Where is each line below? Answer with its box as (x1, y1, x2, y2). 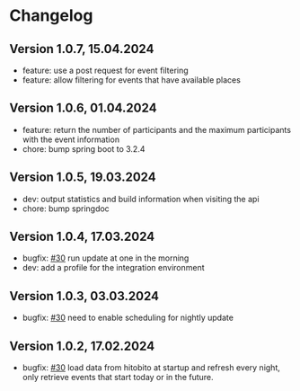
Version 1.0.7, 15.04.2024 (9, 41, 154, 57)
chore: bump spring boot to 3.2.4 (22, 143, 146, 154)
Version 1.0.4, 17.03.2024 (9, 229, 155, 244)
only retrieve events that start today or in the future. (22, 372, 214, 383)
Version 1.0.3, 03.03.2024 (9, 289, 160, 304)
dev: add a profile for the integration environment (22, 262, 205, 273)
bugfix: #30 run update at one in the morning (22, 253, 190, 263)
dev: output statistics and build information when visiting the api (22, 193, 260, 204)
